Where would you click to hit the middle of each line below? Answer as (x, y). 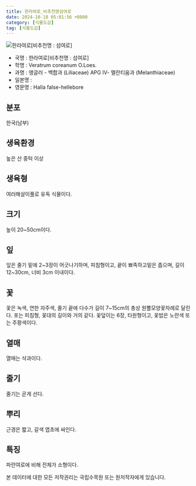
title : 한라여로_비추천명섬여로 (39, 11)
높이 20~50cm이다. (29, 229)
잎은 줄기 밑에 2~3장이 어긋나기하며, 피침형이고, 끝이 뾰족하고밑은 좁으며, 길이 (95, 265)
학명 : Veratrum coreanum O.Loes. (55, 65)
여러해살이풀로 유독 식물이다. (39, 194)
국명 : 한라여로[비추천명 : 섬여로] (52, 58)
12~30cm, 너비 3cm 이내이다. (40, 272)
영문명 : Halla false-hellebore (49, 87)
